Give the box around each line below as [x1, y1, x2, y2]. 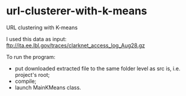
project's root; [14, 71, 50, 78]
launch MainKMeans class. [14, 83, 81, 91]
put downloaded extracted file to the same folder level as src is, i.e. [14, 64, 181, 72]
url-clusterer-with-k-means [6, 4, 148, 18]
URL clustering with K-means [6, 24, 78, 31]
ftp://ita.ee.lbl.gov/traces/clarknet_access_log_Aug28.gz [6, 42, 145, 49]
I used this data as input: [6, 35, 67, 42]
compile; [14, 78, 37, 85]
